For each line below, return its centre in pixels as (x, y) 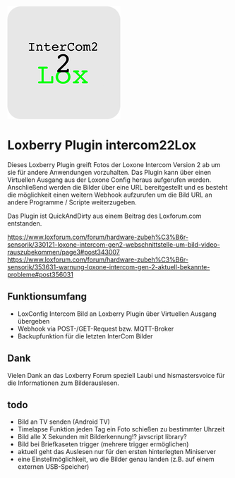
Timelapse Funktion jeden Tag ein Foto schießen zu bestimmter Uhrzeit (121, 429)
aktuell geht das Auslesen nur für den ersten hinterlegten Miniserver (117, 452)
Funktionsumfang (47, 296)
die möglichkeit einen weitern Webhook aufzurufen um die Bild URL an (110, 195)
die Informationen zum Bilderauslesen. (63, 383)
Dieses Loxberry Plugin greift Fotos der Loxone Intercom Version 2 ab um (114, 164)
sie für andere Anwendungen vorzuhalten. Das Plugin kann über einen (109, 172)
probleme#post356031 (41, 274)
